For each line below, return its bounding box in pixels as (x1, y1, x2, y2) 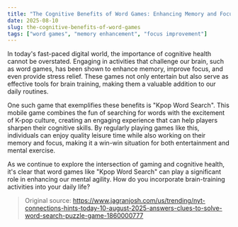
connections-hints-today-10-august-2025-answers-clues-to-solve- (24, 204, 223, 213)
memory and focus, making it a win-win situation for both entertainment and (7, 139, 229, 148)
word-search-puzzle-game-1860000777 (24, 211, 144, 220)
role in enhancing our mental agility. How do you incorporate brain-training (7, 175, 225, 184)
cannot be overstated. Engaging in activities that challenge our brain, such (7, 57, 225, 66)
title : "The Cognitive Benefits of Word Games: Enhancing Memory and (7, 10, 217, 18)
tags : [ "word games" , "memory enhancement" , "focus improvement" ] (7, 30, 208, 38)
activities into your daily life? (7, 182, 91, 192)
